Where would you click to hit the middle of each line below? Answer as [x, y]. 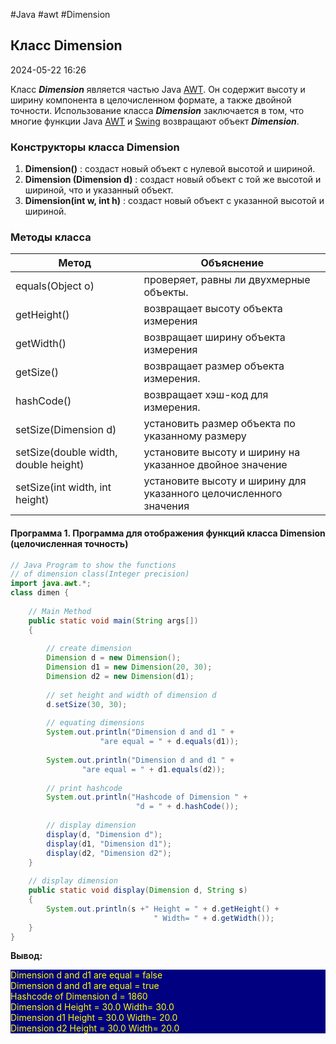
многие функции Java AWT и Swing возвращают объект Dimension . [155, 121]
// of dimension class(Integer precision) [100, 574]
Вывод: [26, 956]
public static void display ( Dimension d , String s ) [138, 890]
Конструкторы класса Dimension [95, 147]
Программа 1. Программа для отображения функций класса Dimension [168, 533]
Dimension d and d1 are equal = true [85, 986]
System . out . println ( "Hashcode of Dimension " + [147, 797]
